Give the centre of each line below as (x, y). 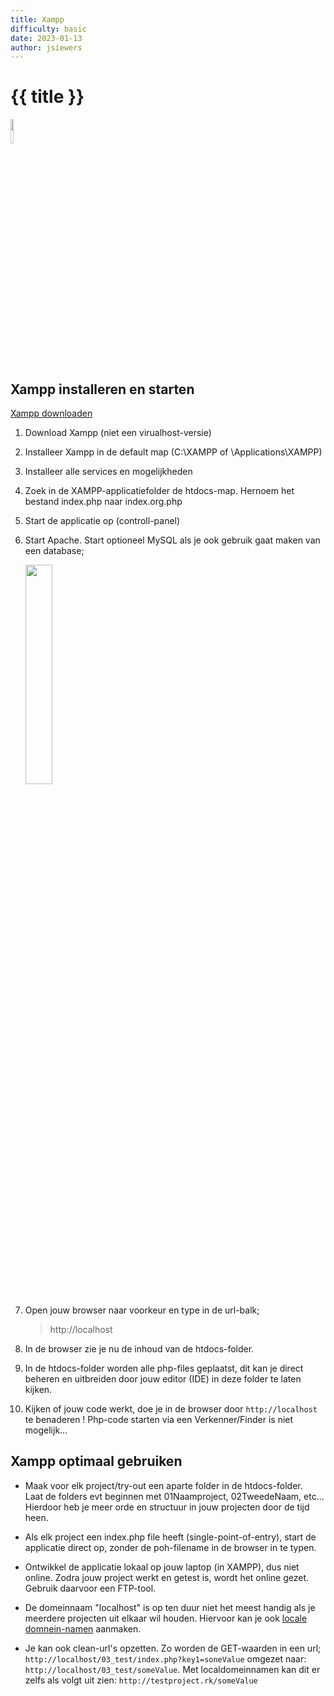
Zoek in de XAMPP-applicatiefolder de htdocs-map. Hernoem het (159, 490)
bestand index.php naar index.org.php (103, 501)
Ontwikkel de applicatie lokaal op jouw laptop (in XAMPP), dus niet (162, 1567)
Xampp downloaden (51, 413)
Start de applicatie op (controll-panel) (102, 520)
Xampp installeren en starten (102, 389)
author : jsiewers (46, 47)
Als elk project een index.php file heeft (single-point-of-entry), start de (170, 1537)
